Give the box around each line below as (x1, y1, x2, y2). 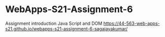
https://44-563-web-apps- (103, 20, 160, 26)
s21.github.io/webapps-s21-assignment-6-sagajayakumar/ (5, 25, 128, 31)
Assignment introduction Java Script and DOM (5, 20, 103, 26)
